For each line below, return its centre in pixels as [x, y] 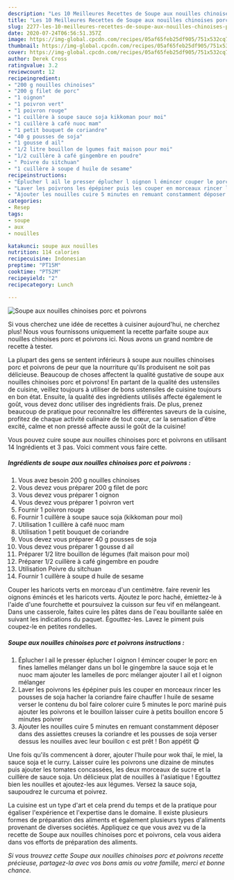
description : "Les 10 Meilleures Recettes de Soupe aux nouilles [104, 14]
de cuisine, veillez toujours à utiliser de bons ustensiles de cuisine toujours [115, 389]
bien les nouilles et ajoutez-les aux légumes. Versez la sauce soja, [102, 784]
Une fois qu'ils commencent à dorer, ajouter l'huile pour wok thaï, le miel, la [115, 755]
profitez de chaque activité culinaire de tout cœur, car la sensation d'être [112, 418]
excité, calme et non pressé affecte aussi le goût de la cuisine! [97, 426]
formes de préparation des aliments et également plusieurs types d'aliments [117, 820]
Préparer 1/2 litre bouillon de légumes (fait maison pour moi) [104, 554]
